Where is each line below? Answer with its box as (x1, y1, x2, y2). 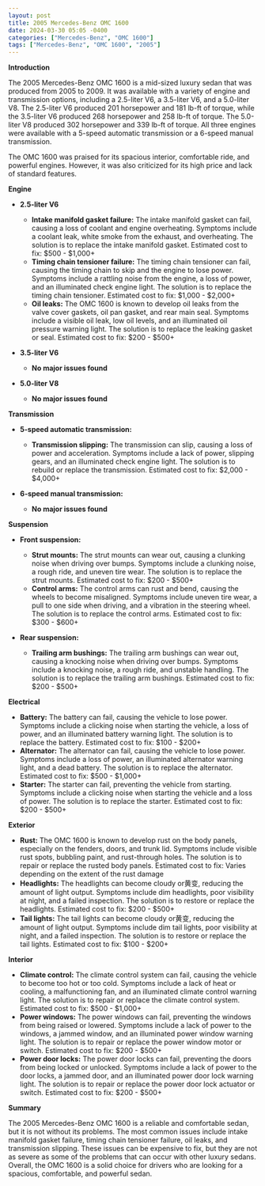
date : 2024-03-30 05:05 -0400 (8, 26, 108, 34)
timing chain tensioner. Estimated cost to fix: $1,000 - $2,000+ (31, 290, 236, 301)
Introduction (8, 63, 50, 72)
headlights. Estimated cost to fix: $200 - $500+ (19, 904, 176, 914)
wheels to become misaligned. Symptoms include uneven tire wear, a (31, 593, 258, 602)
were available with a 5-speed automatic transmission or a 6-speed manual (8, 128, 254, 138)
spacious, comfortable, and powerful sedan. (8, 1169, 153, 1179)
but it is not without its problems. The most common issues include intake (8, 1127, 248, 1136)
